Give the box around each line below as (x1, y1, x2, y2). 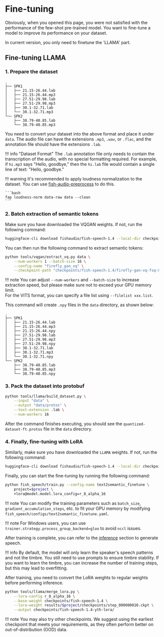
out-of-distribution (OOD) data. (5, 627, 67, 633)
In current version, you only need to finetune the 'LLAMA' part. (5, 39, 131, 45)
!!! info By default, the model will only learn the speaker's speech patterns (5, 549, 153, 555)
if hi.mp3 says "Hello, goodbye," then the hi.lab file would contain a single (5, 161, 155, 167)
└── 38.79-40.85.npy (14, 371, 56, 376)
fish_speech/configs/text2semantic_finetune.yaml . (5, 510, 109, 517)
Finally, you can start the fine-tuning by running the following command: (5, 473, 150, 479)
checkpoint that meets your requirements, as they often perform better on (5, 621, 154, 627)
